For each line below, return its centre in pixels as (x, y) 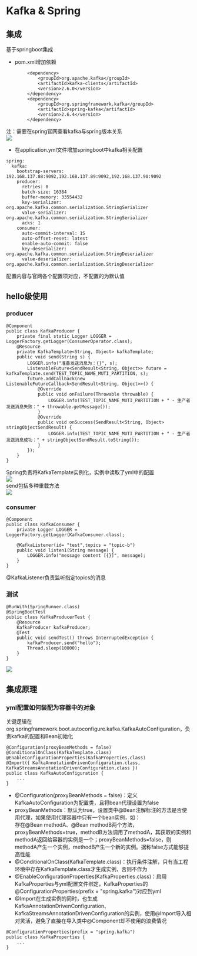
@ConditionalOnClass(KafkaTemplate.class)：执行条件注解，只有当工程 (101, 862)
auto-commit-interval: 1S (53, 233)
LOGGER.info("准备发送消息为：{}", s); (72, 363)
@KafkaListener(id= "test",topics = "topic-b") (76, 545)
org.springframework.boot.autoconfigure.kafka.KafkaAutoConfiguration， (96, 729)
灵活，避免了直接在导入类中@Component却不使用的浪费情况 (93, 921)
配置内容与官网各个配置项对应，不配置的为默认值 (65, 276)
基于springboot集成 (30, 49)
